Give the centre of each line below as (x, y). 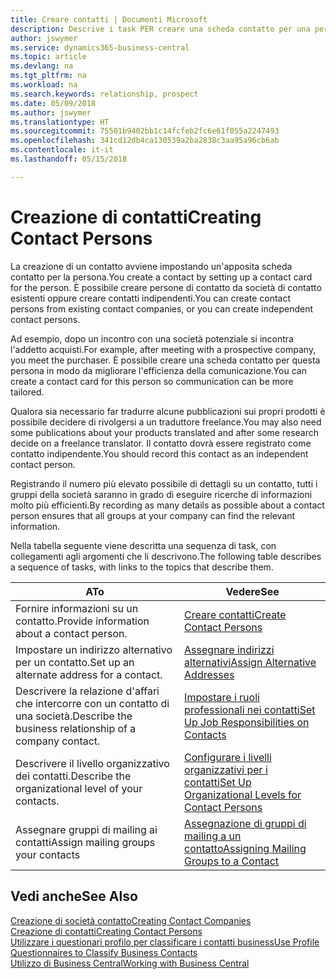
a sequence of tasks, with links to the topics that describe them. (142, 567)
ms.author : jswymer (51, 112)
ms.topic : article (48, 57)
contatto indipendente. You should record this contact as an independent (159, 453)
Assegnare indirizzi (229, 649)
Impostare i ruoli (222, 697)
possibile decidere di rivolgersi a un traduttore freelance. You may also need (166, 422)
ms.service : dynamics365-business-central (100, 47)
